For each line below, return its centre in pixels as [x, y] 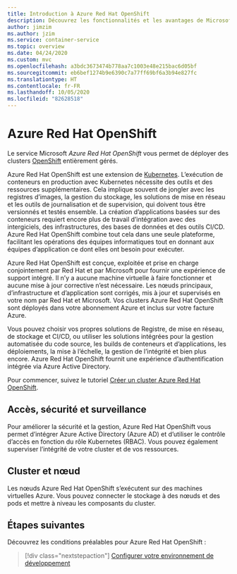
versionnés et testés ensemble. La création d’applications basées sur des [114, 211]
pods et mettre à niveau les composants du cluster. [82, 503]
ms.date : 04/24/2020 [38, 54]
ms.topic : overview [36, 46]
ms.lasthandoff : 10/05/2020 [49, 92]
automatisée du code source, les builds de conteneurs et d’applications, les [117, 344]
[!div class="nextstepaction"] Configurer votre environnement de [119, 556]
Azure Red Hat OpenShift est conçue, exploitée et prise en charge [103, 263]
